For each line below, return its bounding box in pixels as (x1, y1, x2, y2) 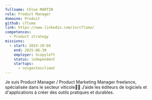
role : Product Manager (5, 12, 51, 17)
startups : (14, 61, 34, 66)
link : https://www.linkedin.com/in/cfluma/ (5, 25, 95, 30)
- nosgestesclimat (17, 66, 55, 71)
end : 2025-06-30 (14, 48, 47, 52)
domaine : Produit (5, 16, 40, 21)
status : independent (14, 57, 55, 62)
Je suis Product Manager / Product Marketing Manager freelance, (5, 79, 137, 85)
